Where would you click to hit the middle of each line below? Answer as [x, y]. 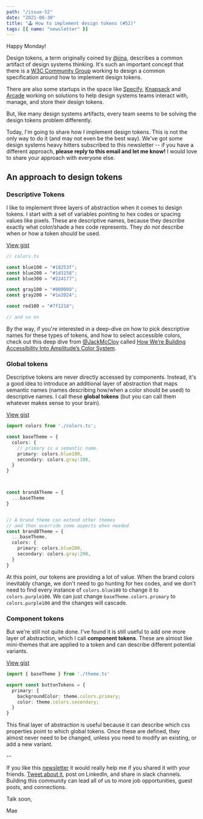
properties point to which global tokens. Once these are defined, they [93, 731]
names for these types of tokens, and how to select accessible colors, [94, 335]
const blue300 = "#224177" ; [42, 278]
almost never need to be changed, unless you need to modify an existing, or [101, 738]
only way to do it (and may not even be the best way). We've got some [95, 139]
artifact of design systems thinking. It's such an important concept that [95, 64]
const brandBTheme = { [35, 531]
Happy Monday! [26, 46]
